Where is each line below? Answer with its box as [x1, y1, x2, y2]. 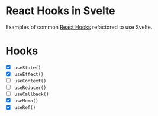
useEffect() [14, 71, 44, 77]
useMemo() [14, 98, 39, 104]
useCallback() [14, 91, 49, 98]
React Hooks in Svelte [5, 4, 116, 18]
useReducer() [14, 85, 47, 91]
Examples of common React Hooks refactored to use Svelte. [5, 24, 153, 31]
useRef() [14, 105, 36, 111]
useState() [14, 65, 41, 71]
